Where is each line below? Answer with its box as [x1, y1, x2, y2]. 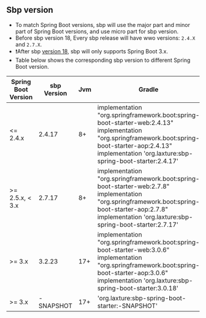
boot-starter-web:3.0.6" [97, 245, 170, 254]
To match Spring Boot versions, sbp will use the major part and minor [15, 21, 190, 28]
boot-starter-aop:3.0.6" [97, 268, 169, 277]
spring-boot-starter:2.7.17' [97, 220, 179, 229]
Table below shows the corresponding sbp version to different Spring [15, 56, 191, 64]
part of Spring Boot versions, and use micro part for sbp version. [15, 28, 179, 35]
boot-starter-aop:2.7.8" [97, 205, 169, 213]
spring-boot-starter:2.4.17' [97, 156, 179, 165]
